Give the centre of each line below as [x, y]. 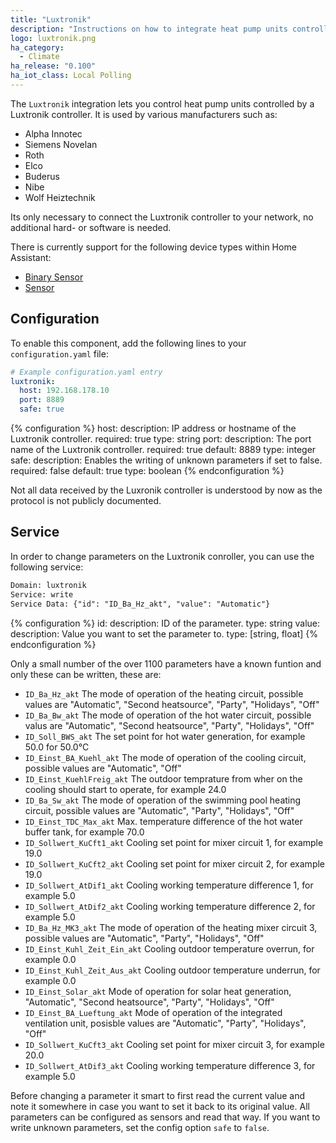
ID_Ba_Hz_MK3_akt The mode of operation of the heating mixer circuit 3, [171, 927]
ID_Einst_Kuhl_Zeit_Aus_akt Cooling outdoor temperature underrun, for [172, 970]
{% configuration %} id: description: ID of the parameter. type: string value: [165, 623]
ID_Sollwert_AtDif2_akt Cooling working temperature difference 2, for [170, 906]
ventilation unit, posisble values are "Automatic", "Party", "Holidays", [165, 1023]
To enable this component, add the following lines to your [128, 343]
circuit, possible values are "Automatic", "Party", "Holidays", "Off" [159, 810]
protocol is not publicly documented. [86, 501]
